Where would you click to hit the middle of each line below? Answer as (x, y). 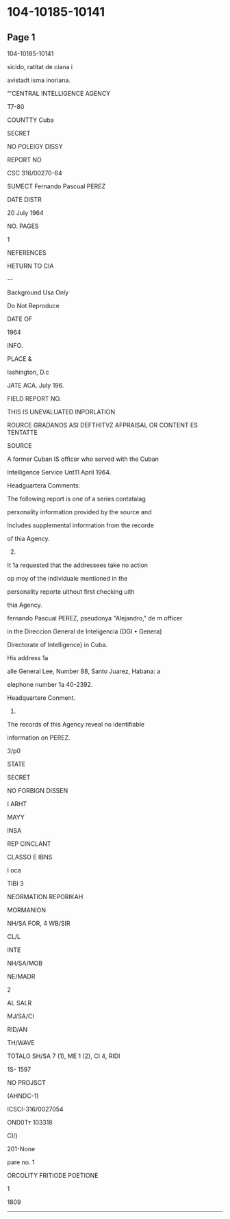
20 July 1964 (25, 213)
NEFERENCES (27, 253)
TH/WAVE (21, 1043)
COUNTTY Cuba (30, 120)
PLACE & (20, 359)
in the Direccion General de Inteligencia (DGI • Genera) (85, 631)
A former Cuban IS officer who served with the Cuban (83, 459)
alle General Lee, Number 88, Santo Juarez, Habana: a (84, 671)
